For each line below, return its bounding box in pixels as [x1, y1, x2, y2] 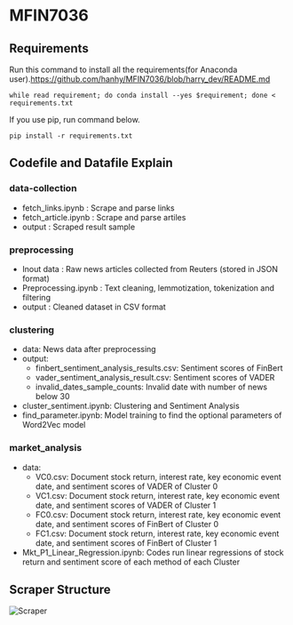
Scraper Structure [9, 581, 111, 597]
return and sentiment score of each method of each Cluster [21, 557, 241, 567]
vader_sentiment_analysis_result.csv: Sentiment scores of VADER [35, 373, 275, 383]
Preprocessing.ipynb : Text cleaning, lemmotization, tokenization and [21, 282, 275, 293]
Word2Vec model [21, 420, 86, 430]
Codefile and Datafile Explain [9, 156, 173, 171]
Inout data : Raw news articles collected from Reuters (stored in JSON [21, 263, 278, 274]
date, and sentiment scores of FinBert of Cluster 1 [35, 537, 218, 548]
